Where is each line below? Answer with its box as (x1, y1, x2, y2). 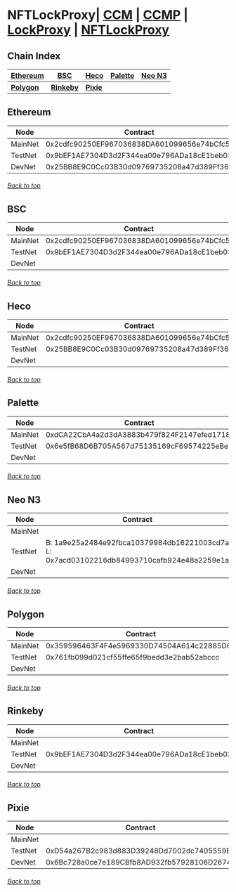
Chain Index (7, 50, 61, 62)
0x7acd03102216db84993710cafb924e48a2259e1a (45, 556, 230, 565)
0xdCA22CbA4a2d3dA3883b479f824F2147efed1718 (45, 429, 230, 439)
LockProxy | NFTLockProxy (7, 22, 170, 38)
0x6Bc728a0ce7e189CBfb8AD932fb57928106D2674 (45, 858, 232, 867)
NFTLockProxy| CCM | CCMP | (7, 7, 188, 23)
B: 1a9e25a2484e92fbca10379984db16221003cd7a (45, 538, 230, 548)
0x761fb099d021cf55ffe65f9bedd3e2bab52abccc (45, 652, 220, 662)
